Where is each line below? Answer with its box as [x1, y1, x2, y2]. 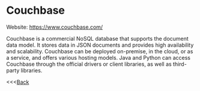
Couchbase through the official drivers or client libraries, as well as [6, 60, 172, 68]
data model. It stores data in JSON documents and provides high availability [6, 41, 194, 48]
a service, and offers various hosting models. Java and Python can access [6, 54, 191, 61]
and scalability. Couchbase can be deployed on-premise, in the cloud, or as [6, 47, 193, 54]
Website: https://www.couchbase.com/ [6, 23, 103, 31]
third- [173, 60, 187, 68]
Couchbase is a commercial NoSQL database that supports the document [6, 35, 189, 42]
